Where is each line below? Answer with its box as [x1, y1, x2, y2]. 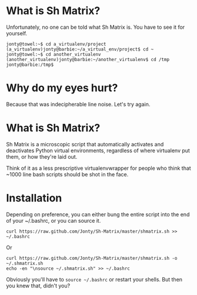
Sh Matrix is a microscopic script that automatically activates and [6, 140, 164, 147]
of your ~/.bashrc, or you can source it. [6, 217, 101, 224]
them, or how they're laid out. [6, 153, 78, 160]
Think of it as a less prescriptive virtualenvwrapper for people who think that [6, 165, 191, 172]
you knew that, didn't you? [6, 282, 71, 289]
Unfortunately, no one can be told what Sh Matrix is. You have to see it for [6, 24, 185, 31]
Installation [6, 192, 62, 205]
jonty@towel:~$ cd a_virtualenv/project [6, 41, 107, 47]
